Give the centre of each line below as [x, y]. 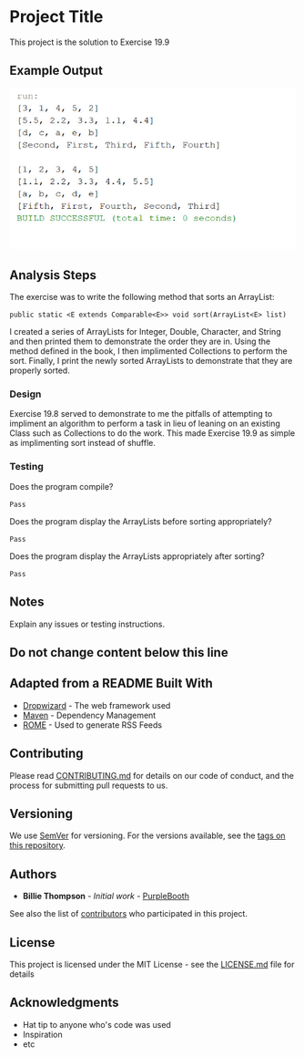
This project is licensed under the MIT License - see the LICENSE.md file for [152, 964]
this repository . [38, 845]
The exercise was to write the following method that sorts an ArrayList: [142, 297]
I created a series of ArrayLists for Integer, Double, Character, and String [145, 332]
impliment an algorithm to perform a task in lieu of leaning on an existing [145, 424]
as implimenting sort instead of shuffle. [83, 443]
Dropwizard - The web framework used [96, 705]
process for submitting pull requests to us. [89, 785]
